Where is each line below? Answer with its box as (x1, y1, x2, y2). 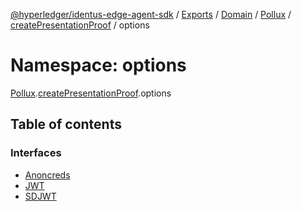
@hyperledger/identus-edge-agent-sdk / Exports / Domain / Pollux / (10, 9, 292, 20)
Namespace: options (10, 54, 187, 77)
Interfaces (10, 146, 62, 160)
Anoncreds (24, 169, 71, 181)
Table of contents (10, 116, 122, 133)
